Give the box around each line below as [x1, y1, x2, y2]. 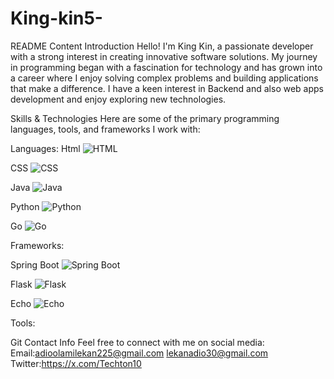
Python [10, 200, 40, 212]
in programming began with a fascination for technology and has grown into [10, 61, 323, 73]
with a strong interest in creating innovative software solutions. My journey [10, 50, 318, 62]
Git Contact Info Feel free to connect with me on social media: [10, 336, 265, 348]
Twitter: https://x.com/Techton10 [10, 357, 142, 369]
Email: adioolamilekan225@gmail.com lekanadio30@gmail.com [10, 347, 269, 359]
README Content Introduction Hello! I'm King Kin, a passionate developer [10, 40, 314, 52]
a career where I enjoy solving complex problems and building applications [10, 72, 319, 84]
